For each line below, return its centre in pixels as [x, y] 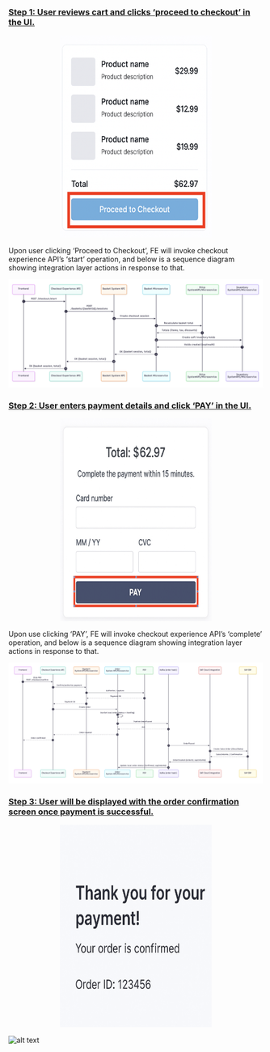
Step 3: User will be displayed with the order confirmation [124, 801]
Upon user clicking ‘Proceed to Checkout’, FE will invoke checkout [118, 251]
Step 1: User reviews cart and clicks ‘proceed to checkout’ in [129, 12]
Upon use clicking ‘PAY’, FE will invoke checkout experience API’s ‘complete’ [135, 634]
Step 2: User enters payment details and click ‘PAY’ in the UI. [130, 405]
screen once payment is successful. [81, 812]
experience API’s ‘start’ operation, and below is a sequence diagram [122, 259]
